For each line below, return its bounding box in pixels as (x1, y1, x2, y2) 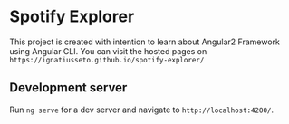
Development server (9, 80, 128, 96)
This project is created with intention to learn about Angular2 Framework (9, 36, 281, 47)
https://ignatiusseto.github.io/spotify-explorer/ (9, 55, 205, 64)
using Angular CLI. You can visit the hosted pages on (9, 45, 207, 56)
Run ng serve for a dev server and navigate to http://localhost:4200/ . (9, 104, 275, 115)
